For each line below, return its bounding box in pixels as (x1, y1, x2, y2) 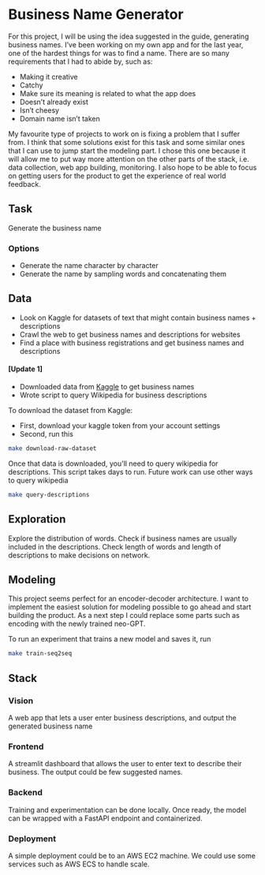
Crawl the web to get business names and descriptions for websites (19, 330, 241, 339)
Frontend (8, 741, 44, 752)
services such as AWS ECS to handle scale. (8, 859, 150, 869)
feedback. (8, 179, 41, 188)
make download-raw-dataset (8, 445, 97, 452)
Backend (8, 787, 43, 798)
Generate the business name (8, 223, 103, 233)
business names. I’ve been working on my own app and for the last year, (8, 39, 244, 49)
